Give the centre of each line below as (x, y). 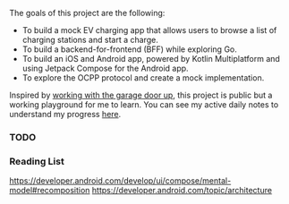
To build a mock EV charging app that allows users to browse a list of (149, 30)
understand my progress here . (65, 114)
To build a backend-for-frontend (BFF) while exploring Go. (129, 49)
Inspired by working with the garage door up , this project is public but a (141, 95)
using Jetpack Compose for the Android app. (106, 68)
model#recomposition (50, 191)
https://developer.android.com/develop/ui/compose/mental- (120, 181)
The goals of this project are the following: (87, 13)
